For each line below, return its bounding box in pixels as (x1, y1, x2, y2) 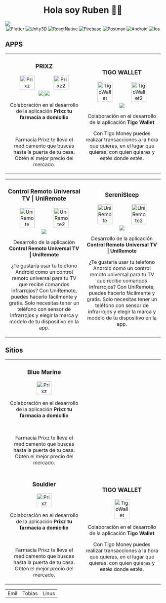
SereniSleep (105, 191, 139, 199)
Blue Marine (27, 368, 61, 376)
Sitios (5, 346, 23, 354)
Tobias (22, 590, 38, 597)
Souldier (32, 481, 56, 488)
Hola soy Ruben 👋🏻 (43, 4, 123, 16)
